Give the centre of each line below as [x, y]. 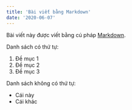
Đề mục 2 [27, 65]
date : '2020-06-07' [31, 18]
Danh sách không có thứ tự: [41, 83]
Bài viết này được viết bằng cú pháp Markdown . [66, 35]
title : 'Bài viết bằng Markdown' [49, 12]
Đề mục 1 [27, 58]
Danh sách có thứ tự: [33, 47]
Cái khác [26, 101]
